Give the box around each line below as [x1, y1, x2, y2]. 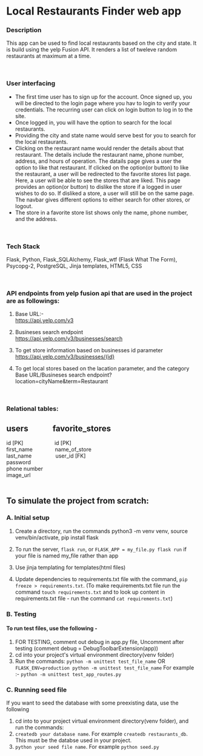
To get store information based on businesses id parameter [15, 347, 164, 354]
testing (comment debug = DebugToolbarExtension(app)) [15, 645, 159, 652]
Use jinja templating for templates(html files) [15, 564, 126, 571]
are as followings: [6, 297, 60, 305]
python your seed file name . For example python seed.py [15, 743, 159, 751]
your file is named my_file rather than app [15, 552, 119, 559]
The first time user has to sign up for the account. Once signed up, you [15, 93, 193, 100]
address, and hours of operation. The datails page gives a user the [15, 157, 182, 165]
